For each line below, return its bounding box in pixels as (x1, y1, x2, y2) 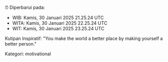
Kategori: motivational (5, 51, 51, 57)
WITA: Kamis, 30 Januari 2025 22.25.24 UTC (12, 20, 108, 26)
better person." (5, 41, 37, 47)
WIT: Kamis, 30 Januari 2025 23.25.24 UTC (12, 26, 104, 31)
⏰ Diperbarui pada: (5, 5, 46, 10)
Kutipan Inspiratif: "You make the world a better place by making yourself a (5, 35, 163, 42)
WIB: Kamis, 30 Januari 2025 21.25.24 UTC (12, 15, 104, 20)
